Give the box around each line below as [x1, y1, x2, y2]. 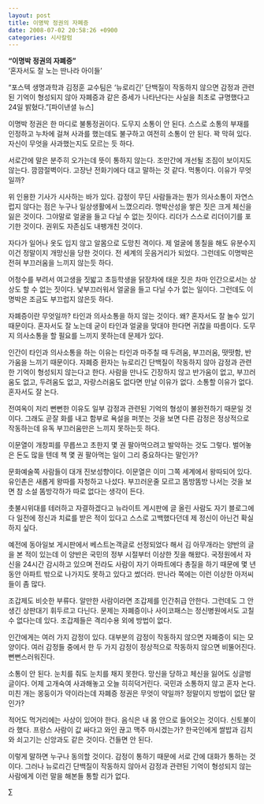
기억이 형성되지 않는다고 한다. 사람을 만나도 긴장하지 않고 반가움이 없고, [16, 367, 235, 377]
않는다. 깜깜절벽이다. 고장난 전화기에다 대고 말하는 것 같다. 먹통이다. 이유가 [8, 166, 237, 175]
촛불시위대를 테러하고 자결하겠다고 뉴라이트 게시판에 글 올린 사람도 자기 [8, 504, 227, 513]
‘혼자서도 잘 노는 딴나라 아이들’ [8, 66, 102, 76]
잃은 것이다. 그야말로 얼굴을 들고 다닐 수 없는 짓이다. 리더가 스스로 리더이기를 [8, 212, 244, 221]
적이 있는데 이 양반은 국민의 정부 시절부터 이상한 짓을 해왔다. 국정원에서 [24, 549, 244, 560]
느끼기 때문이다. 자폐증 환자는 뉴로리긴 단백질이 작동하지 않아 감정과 [28, 358, 238, 367]
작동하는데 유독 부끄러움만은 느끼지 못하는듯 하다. [8, 423, 160, 434]
